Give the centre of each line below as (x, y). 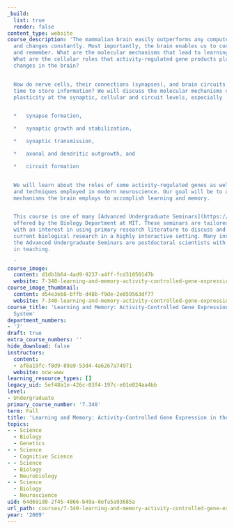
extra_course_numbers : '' (45, 340)
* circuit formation (46, 166)
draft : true (24, 333)
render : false (34, 27)
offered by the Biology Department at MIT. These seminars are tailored (121, 223)
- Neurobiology (36, 476)
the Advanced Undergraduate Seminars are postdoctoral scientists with (120, 243)
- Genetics (29, 444)
